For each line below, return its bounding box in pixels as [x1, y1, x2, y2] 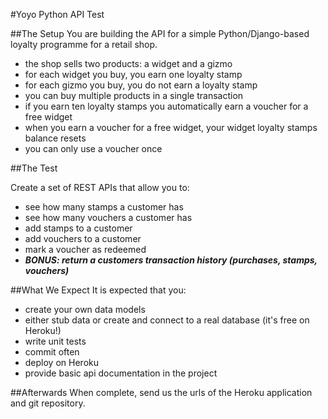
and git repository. [10, 397, 86, 409]
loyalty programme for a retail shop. [10, 39, 158, 50]
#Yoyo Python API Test [10, 9, 105, 20]
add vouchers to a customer [24, 233, 142, 244]
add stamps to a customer [24, 222, 133, 234]
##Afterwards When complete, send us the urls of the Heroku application [10, 387, 313, 398]
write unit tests [24, 335, 87, 347]
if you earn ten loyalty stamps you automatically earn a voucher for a [24, 100, 309, 112]
